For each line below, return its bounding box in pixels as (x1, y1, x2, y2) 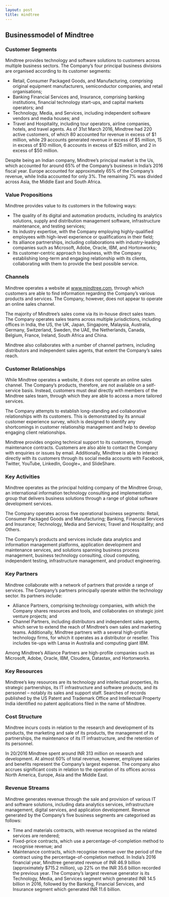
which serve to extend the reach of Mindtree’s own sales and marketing (12, 624, 161, 630)
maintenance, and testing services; (12, 223, 86, 230)
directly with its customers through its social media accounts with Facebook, (5, 455, 164, 462)
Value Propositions (5, 191, 53, 198)
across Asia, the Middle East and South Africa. (5, 179, 102, 185)
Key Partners (5, 571, 38, 578)
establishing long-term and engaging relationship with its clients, (12, 255, 147, 261)
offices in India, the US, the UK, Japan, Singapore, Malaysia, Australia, (5, 321, 151, 327)
